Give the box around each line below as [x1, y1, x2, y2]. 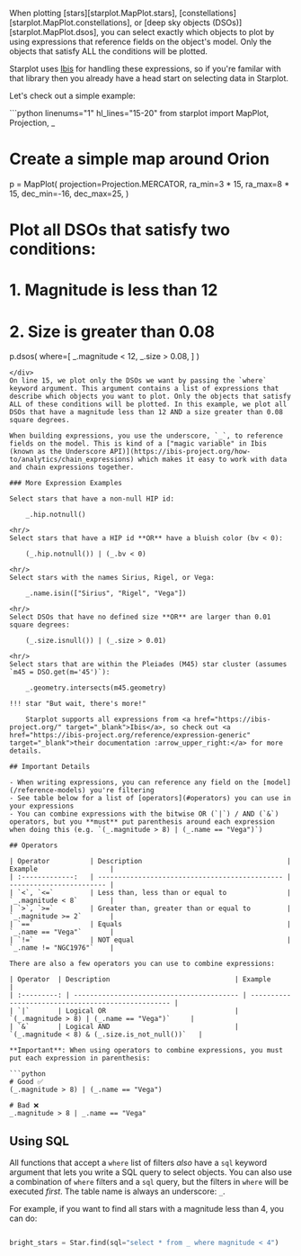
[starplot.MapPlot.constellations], [9, 17, 133, 28]
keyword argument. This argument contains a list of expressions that [9, 384, 279, 393]
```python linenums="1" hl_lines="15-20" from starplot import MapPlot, [9, 108, 270, 118]
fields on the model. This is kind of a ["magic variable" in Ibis [9, 439, 268, 448]
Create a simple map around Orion [9, 149, 270, 169]
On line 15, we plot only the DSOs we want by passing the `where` [9, 376, 268, 385]
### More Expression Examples [9, 479, 123, 488]
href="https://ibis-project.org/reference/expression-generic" [9, 731, 252, 740]
